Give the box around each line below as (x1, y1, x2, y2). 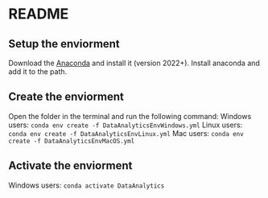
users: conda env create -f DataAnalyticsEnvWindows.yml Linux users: (8, 120, 243, 130)
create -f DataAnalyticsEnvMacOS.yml (8, 137, 135, 145)
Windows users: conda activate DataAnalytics (8, 180, 165, 190)
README (8, 5, 69, 23)
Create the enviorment (8, 90, 125, 104)
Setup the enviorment (8, 37, 121, 51)
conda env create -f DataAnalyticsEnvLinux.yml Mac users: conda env (8, 128, 244, 138)
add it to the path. (8, 67, 68, 76)
